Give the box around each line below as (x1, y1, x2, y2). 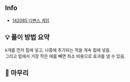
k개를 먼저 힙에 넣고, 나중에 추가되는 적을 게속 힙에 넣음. (5, 47, 111, 53)
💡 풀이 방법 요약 (5, 33, 50, 41)
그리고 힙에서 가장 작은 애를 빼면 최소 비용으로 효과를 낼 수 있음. (5, 53, 126, 59)
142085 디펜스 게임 (12, 17, 50, 23)
